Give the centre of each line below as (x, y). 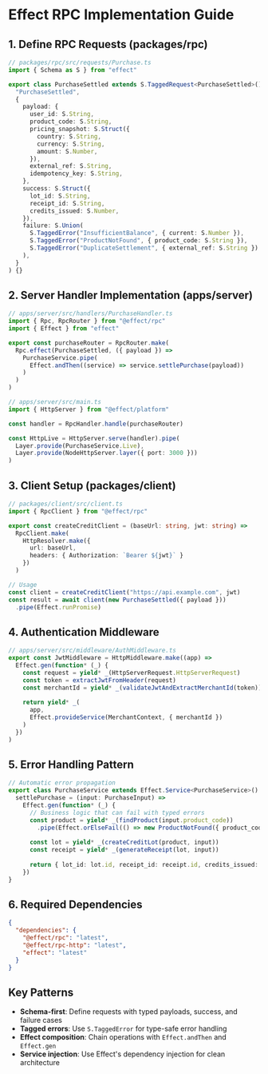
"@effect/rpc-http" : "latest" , (75, 945)
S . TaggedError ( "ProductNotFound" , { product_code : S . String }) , (138, 241)
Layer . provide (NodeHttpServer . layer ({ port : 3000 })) (106, 453)
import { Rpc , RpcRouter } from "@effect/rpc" (87, 321)
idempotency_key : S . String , (76, 174)
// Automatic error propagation (62, 783)
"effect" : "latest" (55, 952)
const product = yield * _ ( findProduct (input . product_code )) (131, 820)
